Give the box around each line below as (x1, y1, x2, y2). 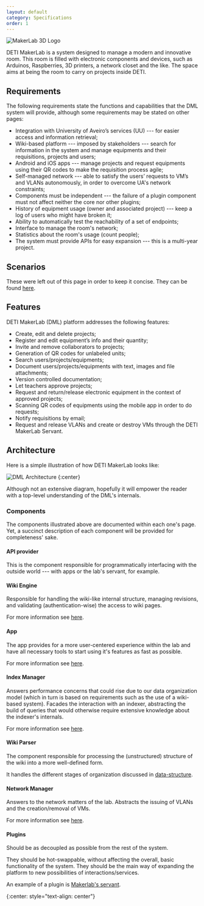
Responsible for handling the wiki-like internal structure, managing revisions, (6, 595, 199, 602)
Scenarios (6, 261, 46, 272)
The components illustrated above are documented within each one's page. (6, 521, 196, 528)
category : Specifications (6, 15, 72, 21)
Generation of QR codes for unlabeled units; (15, 349, 126, 357)
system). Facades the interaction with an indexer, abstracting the (23, 700, 186, 707)
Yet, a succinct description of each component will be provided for (6, 527, 174, 535)
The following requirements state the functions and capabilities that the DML (6, 102, 199, 110)
